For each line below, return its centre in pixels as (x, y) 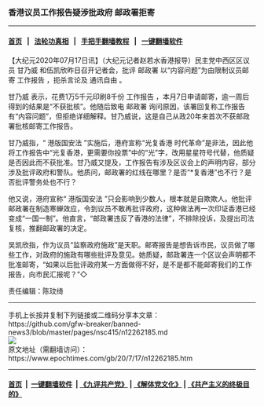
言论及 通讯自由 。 (96, 79)
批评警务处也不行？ (46, 181)
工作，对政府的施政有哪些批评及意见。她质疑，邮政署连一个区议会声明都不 (135, 254)
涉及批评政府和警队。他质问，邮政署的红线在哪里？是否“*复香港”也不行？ (126, 172)
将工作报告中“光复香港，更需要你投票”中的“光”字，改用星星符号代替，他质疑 (131, 152)
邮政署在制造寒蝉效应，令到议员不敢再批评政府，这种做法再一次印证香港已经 (132, 208)
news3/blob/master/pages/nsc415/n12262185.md (88, 332)
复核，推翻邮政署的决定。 (49, 228)
